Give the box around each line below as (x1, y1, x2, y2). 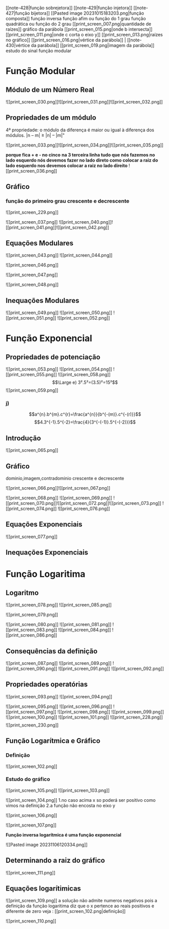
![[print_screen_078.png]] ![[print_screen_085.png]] (6, 602, 112, 608)
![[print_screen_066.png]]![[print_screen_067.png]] (6, 485, 110, 491)
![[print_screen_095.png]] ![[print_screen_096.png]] (6, 703, 112, 709)
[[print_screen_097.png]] (6, 708, 57, 714)
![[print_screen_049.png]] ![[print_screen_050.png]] (6, 309, 113, 316)
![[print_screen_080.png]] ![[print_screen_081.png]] (6, 622, 112, 628)
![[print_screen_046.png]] (6, 262, 59, 268)
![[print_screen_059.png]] (6, 387, 58, 393)
